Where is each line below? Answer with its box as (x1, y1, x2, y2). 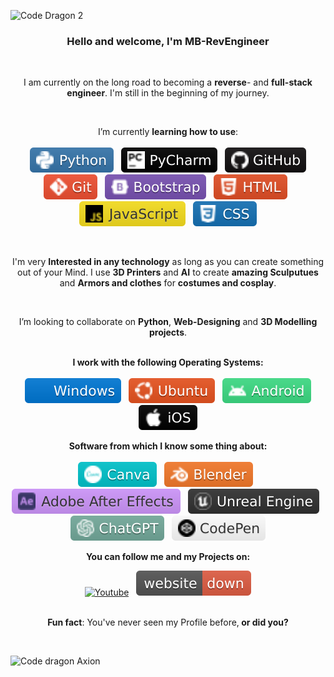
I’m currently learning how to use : (97, 126, 239, 138)
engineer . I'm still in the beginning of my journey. (66, 87, 270, 99)
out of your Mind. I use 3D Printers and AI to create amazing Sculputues (17, 266, 319, 279)
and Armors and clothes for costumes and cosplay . (59, 277, 277, 289)
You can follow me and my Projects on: (85, 551, 251, 563)
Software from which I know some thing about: (68, 440, 268, 452)
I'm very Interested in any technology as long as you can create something (12, 256, 324, 268)
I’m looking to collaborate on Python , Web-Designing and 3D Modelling (18, 316, 318, 328)
